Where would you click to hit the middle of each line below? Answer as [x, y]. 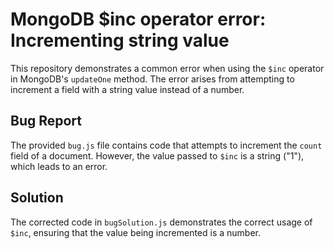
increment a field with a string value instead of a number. [127, 89]
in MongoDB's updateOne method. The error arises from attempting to [152, 79]
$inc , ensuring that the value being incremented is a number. [136, 232]
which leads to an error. [59, 166]
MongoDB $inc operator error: [138, 19]
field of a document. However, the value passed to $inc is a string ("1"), [157, 155]
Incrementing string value [120, 40]
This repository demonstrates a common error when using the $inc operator [167, 68]
